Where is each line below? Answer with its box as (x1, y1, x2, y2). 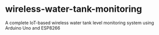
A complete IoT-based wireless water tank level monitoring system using (5, 20, 155, 26)
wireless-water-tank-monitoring (5, 3, 142, 15)
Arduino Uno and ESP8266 (5, 25, 61, 31)
